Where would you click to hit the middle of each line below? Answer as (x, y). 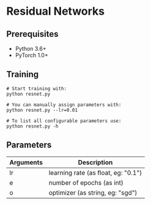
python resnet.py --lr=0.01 (42, 110)
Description (95, 162)
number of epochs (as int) (86, 182)
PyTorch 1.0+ (32, 55)
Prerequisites (32, 34)
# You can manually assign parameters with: (64, 105)
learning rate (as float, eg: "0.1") (95, 172)
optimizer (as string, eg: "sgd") (93, 193)
